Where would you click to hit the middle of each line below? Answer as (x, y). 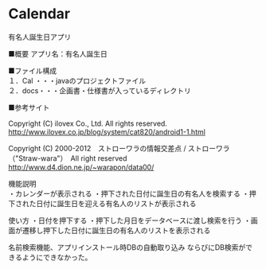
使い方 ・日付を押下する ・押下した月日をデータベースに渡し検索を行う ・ (130, 220)
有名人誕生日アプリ (40, 37)
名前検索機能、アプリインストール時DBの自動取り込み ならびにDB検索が (127, 247)
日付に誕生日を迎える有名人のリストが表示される (116, 203)
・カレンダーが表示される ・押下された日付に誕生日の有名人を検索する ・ (129, 193)
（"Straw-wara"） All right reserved (68, 158)
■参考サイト (29, 107)
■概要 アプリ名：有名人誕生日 (58, 53)
